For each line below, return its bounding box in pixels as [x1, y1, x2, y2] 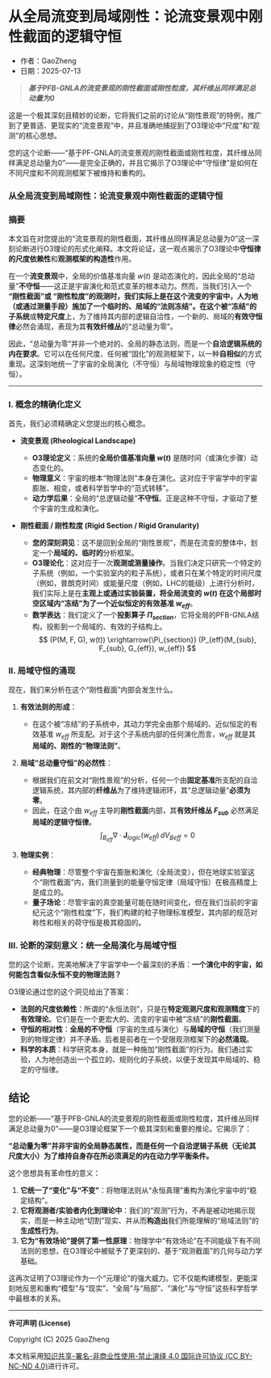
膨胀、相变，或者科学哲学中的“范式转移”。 [31, 483, 173, 493]
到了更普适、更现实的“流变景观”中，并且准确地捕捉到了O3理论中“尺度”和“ [8, 120, 253, 130]
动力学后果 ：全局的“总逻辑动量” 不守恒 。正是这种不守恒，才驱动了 [31, 494, 251, 504]
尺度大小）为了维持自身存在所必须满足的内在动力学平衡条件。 [8, 1151, 214, 1161]
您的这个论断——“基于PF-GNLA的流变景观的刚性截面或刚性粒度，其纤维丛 [8, 147, 256, 158]
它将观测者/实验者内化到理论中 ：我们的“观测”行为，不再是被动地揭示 [19, 1206, 248, 1216]
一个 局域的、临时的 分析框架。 [39, 548, 139, 558]
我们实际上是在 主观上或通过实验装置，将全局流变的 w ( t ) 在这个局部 [31, 588, 255, 598]
